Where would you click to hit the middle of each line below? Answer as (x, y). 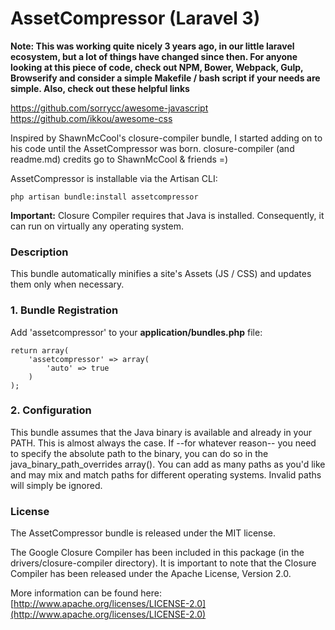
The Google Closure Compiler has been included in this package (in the (157, 553)
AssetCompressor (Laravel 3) (135, 18)
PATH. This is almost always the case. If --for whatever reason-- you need (163, 443)
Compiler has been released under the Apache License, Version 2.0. (151, 574)
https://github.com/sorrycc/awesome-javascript (109, 108)
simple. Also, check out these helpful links (100, 88)
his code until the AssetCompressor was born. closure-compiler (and (152, 148)
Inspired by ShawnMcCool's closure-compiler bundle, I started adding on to (166, 138)
